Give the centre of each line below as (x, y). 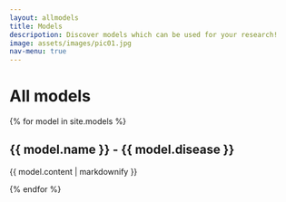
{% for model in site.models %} (68, 121)
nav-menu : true (38, 52)
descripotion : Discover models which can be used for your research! (144, 34)
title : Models (36, 26)
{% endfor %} (35, 189)
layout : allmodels (44, 18)
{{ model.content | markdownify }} (74, 171)
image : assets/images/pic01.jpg (70, 43)
